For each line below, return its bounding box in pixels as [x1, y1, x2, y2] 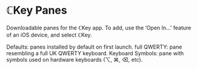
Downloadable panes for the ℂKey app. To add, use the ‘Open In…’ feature [6, 24, 192, 31]
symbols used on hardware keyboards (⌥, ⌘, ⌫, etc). [6, 56, 143, 63]
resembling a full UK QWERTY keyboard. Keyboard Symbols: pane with [6, 49, 184, 56]
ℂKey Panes [6, 4, 68, 17]
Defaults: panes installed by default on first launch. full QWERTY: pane [6, 43, 182, 50]
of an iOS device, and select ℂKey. [6, 31, 92, 38]
